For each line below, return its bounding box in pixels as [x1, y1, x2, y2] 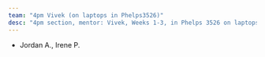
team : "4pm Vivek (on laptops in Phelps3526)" [8, 11, 164, 20]
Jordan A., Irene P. [19, 40, 80, 49]
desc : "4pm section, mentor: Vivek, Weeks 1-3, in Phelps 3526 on [8, 19, 231, 27]
